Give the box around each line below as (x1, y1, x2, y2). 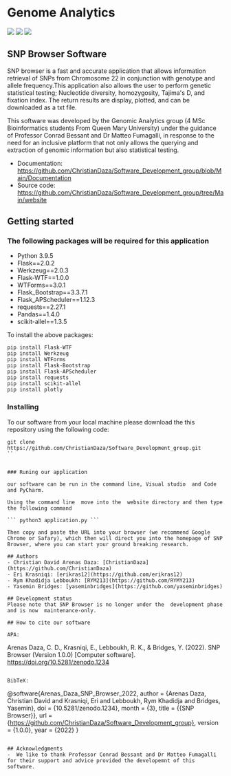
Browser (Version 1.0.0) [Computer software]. (7, 650, 136, 658)
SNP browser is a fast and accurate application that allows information (7, 67, 206, 75)
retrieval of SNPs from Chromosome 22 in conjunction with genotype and (7, 74, 215, 82)
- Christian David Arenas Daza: (7, 559, 100, 565)
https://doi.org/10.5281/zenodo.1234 (7, 658, 110, 666)
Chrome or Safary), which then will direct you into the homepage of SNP (7, 535, 223, 541)
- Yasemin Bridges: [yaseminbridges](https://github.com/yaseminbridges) (7, 583, 223, 590)
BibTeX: (7, 677, 30, 684)
